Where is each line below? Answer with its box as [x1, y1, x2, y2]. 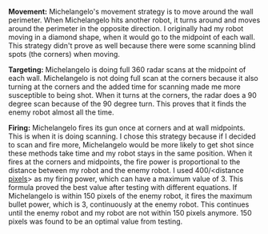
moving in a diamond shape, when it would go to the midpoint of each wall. [8, 32, 256, 42]
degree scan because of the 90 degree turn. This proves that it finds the [8, 99, 246, 108]
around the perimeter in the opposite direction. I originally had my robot [8, 24, 244, 33]
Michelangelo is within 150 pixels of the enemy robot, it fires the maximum [8, 192, 253, 200]
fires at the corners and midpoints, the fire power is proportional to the [8, 157, 241, 167]
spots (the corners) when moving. [8, 50, 120, 58]
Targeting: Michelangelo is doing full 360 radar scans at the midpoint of [8, 65, 246, 75]
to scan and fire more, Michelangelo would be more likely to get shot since [8, 140, 254, 149]
